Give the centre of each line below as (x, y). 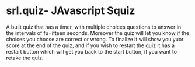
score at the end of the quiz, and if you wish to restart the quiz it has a (90, 45)
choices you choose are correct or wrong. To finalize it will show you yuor (95, 39)
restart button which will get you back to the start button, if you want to (91, 51)
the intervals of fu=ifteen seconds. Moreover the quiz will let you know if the (98, 33)
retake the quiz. (25, 58)
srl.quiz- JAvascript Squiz (71, 11)
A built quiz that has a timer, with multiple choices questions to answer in (94, 27)
